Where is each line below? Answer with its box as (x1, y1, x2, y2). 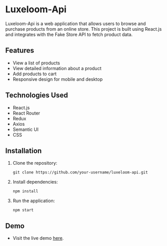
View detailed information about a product (12, 65, 102, 71)
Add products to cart (12, 71, 57, 77)
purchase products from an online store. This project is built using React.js (5, 26, 162, 32)
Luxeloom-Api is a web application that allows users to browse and (5, 20, 146, 27)
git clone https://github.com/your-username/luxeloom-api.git (12, 170, 148, 175)
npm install (12, 189, 38, 194)
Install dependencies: (12, 179, 58, 185)
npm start (12, 208, 34, 213)
